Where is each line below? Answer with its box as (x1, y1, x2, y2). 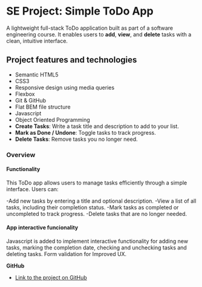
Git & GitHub (15, 96, 47, 104)
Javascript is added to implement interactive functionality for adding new (6, 238, 189, 245)
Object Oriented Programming (15, 116, 91, 123)
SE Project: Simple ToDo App (6, 4, 154, 18)
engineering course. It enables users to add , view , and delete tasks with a (6, 30, 192, 38)
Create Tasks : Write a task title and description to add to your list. (15, 123, 180, 130)
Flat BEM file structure (15, 103, 71, 110)
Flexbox (15, 90, 35, 98)
